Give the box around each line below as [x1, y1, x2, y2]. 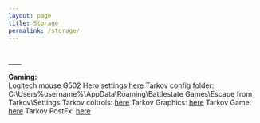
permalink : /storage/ [8, 26, 81, 34]
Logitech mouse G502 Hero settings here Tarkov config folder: [8, 81, 215, 90]
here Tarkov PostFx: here [8, 106, 91, 116]
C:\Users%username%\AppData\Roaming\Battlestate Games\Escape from [8, 89, 253, 99]
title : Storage [8, 19, 59, 27]
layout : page [8, 11, 52, 20]
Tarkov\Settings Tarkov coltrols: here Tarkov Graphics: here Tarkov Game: [8, 97, 252, 108]
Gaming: [8, 73, 37, 82]
